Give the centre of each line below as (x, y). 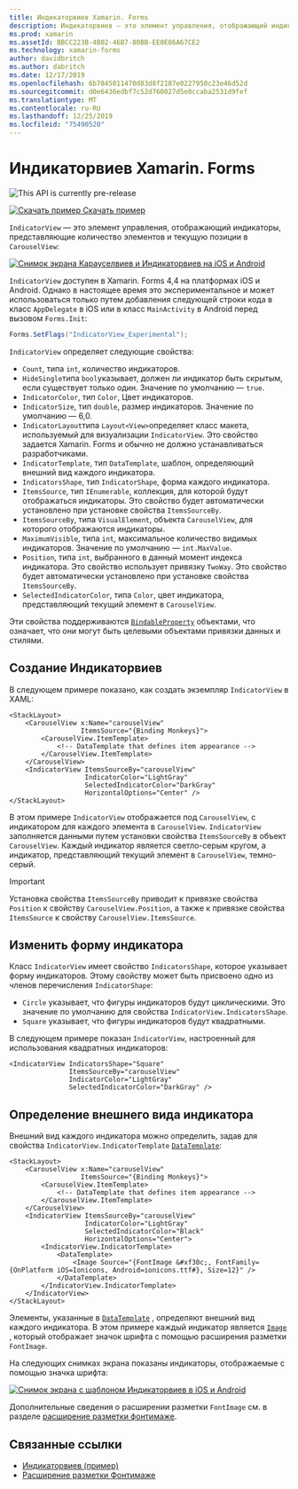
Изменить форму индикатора (96, 945)
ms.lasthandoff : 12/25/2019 (61, 116)
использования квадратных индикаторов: (89, 1048)
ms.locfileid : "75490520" (57, 125)
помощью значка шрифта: (59, 1373)
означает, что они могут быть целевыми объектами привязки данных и (145, 631)
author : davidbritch (47, 59)
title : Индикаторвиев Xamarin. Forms (79, 17)
